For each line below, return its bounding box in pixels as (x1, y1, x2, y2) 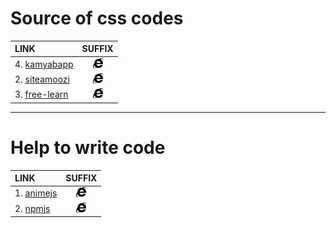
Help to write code (10, 136, 166, 159)
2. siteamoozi (14, 73, 70, 85)
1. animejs (14, 187, 58, 199)
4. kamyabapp (14, 58, 74, 70)
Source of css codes (10, 7, 184, 30)
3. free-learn (14, 88, 69, 101)
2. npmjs (14, 202, 51, 214)
